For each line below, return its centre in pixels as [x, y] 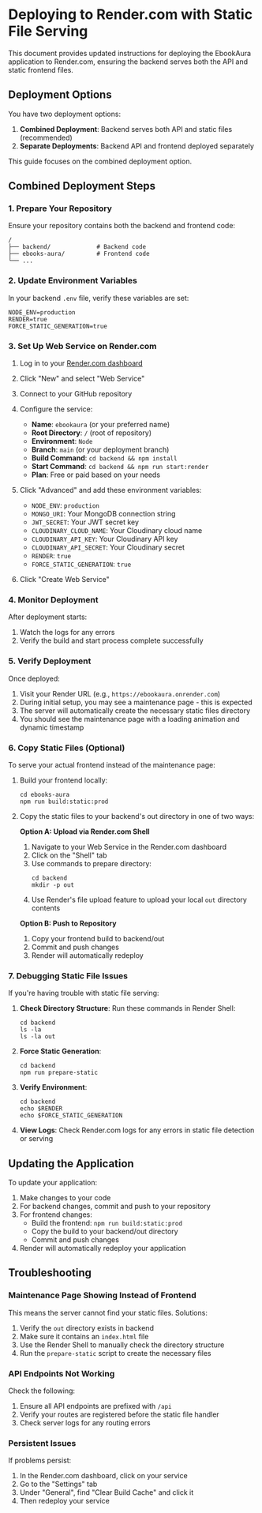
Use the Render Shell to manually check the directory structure [122, 1345]
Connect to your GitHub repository [76, 394]
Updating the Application [71, 1164]
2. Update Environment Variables [73, 280]
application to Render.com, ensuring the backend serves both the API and [128, 62]
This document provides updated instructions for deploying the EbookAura [129, 53]
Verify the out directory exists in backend [86, 1327]
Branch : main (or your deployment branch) [100, 450]
